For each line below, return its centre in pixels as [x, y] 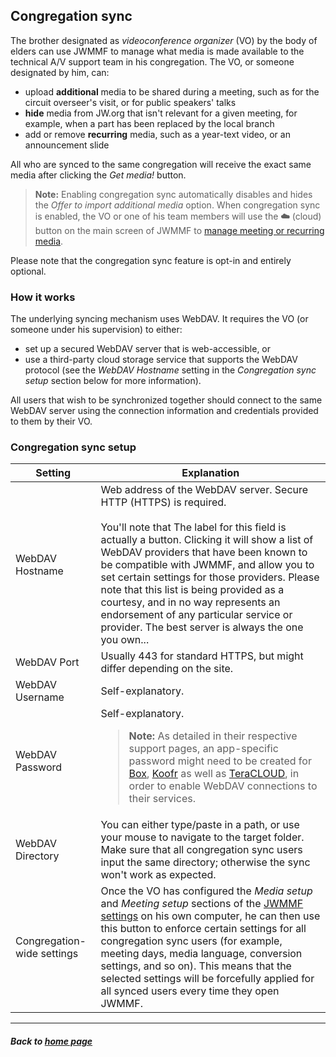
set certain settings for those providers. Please [210, 577]
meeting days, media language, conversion [201, 954]
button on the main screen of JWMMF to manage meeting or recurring [179, 230]
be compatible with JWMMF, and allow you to [207, 565]
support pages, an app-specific [203, 749]
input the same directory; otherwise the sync [205, 862]
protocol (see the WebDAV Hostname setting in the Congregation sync [170, 370]
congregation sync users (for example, [191, 941]
